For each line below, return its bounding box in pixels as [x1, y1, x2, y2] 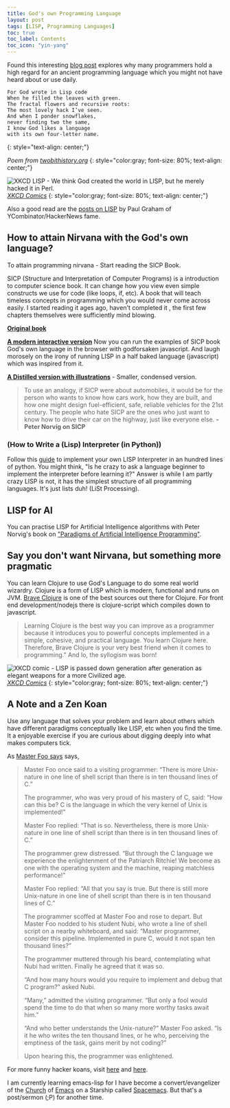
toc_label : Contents [7, 36, 67, 43]
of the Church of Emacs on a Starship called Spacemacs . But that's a [7, 1085, 203, 1094]
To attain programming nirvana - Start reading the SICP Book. [7, 261, 181, 269]
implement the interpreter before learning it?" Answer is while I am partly [7, 470, 213, 478]
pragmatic [7, 561, 53, 573]
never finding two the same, [7, 119, 91, 126]
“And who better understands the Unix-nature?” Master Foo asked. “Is [23, 1023, 222, 1032]
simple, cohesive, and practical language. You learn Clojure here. [23, 636, 208, 644]
